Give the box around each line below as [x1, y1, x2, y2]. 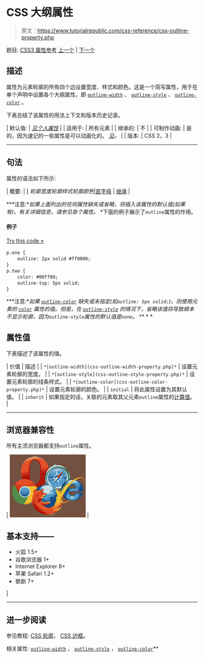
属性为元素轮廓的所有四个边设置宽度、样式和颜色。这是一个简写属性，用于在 [6, 83, 198, 90]
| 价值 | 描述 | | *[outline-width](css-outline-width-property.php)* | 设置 [6, 363, 192, 370]
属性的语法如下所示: [6, 174, 56, 182]
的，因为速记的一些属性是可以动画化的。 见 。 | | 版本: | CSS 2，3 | [6, 132, 172, 139]
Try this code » [6, 237, 44, 244]
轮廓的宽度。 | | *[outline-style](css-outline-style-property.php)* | [11, 370, 188, 378]
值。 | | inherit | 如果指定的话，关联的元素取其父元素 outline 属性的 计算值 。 [6, 393, 195, 400]
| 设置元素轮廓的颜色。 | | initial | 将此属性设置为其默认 [46, 385, 188, 393]
